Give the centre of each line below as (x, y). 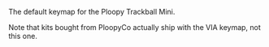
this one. (23, 36)
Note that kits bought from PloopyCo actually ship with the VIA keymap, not (135, 27)
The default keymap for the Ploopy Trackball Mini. (92, 12)
